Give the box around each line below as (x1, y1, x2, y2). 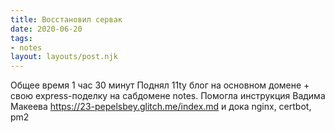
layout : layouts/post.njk (10, 52, 118, 62)
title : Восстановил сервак (10, 14, 123, 25)
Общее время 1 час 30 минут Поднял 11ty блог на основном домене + (10, 79, 310, 91)
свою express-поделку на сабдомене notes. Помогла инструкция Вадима (10, 90, 326, 102)
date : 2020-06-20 (10, 24, 83, 34)
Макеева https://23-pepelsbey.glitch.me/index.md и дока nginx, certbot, (10, 101, 312, 113)
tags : (10, 33, 33, 43)
